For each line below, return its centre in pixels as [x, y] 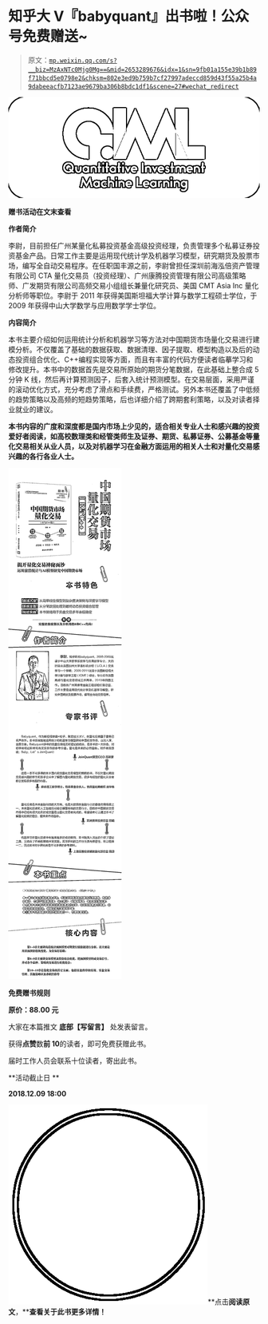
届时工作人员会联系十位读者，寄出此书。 [75, 1060]
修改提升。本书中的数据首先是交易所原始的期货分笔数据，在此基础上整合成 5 [134, 369]
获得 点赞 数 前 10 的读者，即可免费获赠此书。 [79, 1044]
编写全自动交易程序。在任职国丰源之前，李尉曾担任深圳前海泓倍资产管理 [141, 265]
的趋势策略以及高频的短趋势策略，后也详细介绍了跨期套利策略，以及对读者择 [134, 399]
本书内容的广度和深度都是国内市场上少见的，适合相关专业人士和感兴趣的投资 [134, 426]
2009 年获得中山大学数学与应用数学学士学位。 [85, 305]
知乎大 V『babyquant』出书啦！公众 [129, 16]
